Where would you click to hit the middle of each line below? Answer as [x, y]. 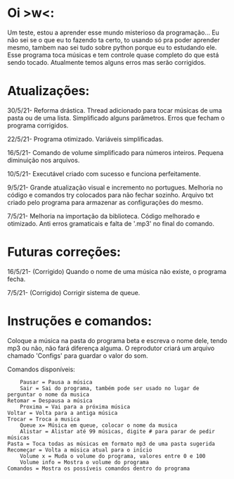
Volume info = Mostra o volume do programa [85, 462]
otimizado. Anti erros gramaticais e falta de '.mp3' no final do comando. [111, 223]
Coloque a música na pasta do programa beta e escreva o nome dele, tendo [117, 340]
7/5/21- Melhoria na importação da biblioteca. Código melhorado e [104, 216]
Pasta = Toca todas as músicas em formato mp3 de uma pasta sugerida [111, 444]
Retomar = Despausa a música [50, 400]
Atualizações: [48, 91]
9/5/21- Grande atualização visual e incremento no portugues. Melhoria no [115, 187]
